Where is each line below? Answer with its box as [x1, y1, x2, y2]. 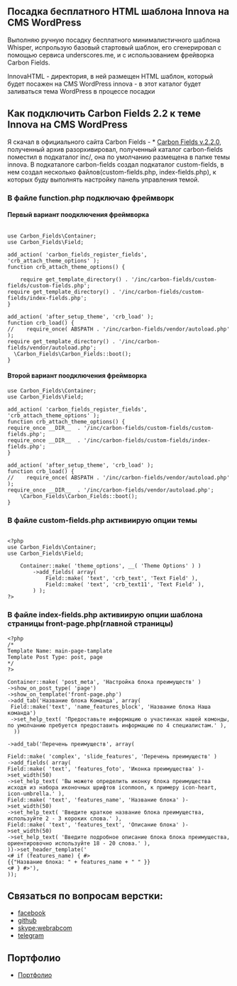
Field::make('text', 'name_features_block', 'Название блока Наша [10, 703, 211, 710]
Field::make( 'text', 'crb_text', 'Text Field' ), [45, 575, 199, 582]
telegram [17, 931, 44, 940]
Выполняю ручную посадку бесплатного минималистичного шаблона [7, 35, 221, 44]
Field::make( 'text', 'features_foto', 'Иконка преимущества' [7, 765, 195, 772]
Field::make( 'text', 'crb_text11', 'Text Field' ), [45, 581, 204, 588]
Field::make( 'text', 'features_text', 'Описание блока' [7, 821, 180, 829]
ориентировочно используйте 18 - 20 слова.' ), [7, 840, 151, 847]
